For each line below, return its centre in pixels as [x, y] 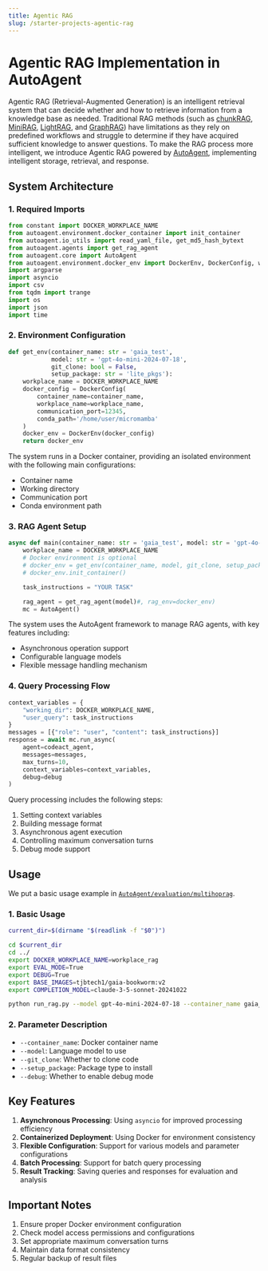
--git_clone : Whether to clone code [79, 1059]
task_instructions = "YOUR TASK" [78, 587]
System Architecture [61, 186]
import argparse [35, 270]
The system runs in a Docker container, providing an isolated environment [130, 456]
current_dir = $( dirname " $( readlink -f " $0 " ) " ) [87, 931]
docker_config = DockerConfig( [75, 389]
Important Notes [50, 1205]
